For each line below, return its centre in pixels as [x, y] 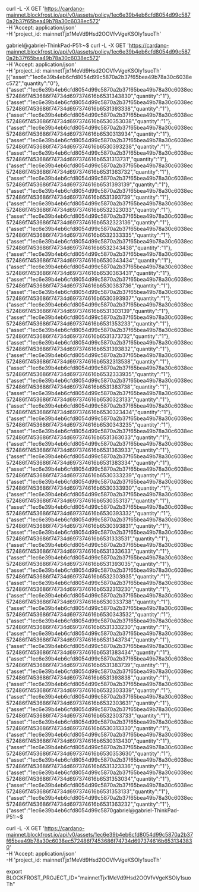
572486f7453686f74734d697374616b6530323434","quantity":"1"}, [89, 412]
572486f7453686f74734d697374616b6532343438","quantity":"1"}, [89, 248]
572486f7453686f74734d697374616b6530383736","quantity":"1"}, [89, 286]
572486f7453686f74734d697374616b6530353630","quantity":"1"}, [89, 753]
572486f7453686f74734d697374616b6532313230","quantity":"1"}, [89, 589]
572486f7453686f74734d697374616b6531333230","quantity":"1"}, [89, 627]
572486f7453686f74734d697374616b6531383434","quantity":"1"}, [89, 652]
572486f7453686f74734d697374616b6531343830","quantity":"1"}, [89, 96]
